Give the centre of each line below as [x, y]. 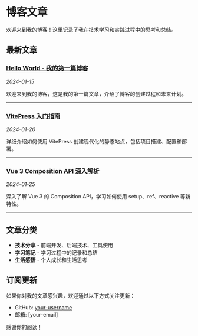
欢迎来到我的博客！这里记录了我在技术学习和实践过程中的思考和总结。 [91, 30]
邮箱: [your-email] [36, 314]
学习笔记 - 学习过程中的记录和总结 [56, 253]
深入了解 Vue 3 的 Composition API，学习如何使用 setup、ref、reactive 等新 [98, 197]
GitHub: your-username [43, 307]
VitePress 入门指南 [33, 116]
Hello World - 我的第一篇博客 [47, 68]
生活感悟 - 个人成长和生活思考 [51, 260]
